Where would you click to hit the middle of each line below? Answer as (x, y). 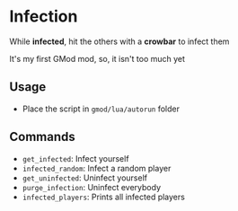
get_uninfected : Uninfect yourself (85, 178)
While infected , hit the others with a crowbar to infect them (119, 41)
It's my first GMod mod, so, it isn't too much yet (97, 58)
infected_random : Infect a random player (97, 168)
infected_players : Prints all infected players (104, 197)
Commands (43, 137)
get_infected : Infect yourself (75, 158)
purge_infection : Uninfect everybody (92, 187)
